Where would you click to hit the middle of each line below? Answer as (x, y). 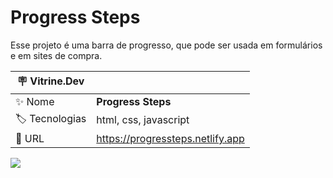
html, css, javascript (143, 120)
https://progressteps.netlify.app (170, 138)
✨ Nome (35, 101)
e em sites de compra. (56, 55)
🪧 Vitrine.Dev (50, 81)
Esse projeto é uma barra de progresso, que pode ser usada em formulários (166, 45)
